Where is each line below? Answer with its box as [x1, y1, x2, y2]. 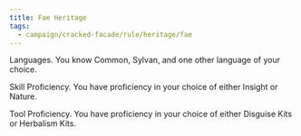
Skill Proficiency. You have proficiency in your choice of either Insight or [9, 82, 278, 93]
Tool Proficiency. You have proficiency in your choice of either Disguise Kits [9, 109, 293, 120]
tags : [9, 22, 30, 31]
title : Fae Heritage [9, 13, 88, 23]
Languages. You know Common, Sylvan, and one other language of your [9, 55, 281, 66]
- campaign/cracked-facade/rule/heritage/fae [17, 30, 193, 39]
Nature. [9, 91, 38, 102]
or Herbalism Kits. [9, 118, 77, 129]
